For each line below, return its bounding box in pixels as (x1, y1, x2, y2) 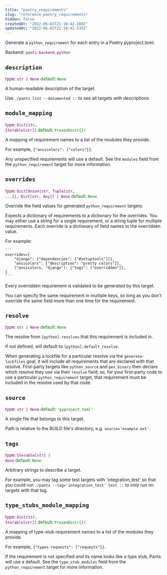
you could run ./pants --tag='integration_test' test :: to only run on (5, 482, 154, 488)
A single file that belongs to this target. (5, 416, 85, 422)
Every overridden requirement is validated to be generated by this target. (5, 283, 155, 289)
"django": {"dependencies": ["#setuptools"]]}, (14, 256, 115, 261)
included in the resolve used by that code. (5, 380, 92, 386)
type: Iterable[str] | (5, 452, 51, 458)
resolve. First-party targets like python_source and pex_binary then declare (5, 364, 158, 370)
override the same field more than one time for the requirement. (5, 298, 136, 304)
